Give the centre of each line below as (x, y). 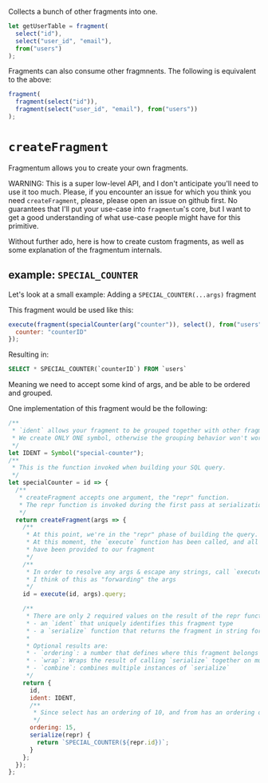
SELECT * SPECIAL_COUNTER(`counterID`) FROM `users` (98, 370)
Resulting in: (29, 354)
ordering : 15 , (53, 728)
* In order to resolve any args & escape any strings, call (128, 572)
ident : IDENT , (53, 698)
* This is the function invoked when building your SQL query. (119, 468)
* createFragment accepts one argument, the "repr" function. (124, 497)
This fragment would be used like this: (71, 310)
